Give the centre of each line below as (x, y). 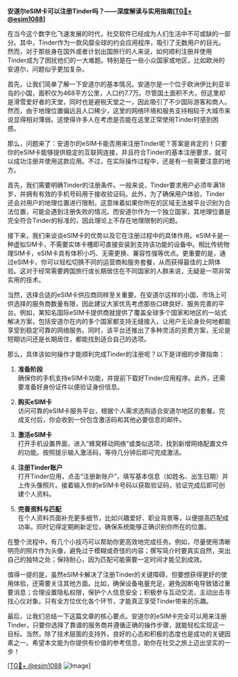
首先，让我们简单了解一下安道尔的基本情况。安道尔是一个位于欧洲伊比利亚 (116, 84)
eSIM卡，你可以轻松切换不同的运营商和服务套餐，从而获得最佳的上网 (114, 262)
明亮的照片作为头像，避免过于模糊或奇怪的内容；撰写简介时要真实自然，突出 (119, 551)
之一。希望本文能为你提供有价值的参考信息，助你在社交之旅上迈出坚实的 (119, 643)
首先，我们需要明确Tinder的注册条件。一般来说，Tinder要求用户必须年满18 (116, 185)
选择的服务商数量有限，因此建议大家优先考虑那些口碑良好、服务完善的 (115, 303)
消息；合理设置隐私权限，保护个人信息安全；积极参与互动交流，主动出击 (119, 592)
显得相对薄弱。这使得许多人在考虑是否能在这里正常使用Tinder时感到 (113, 119)
